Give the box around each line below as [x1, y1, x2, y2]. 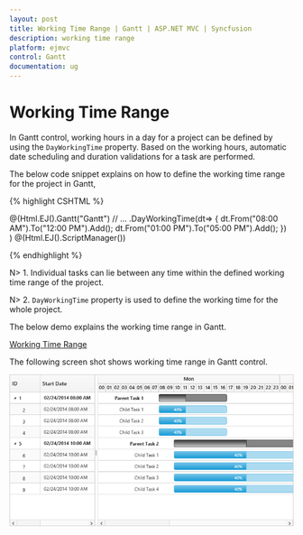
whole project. [9, 303, 63, 315]
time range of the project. [9, 276, 105, 288]
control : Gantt [9, 52, 67, 62]
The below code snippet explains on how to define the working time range [9, 168, 286, 180]
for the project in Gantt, [9, 178, 96, 189]
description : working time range [9, 33, 135, 42]
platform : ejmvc [9, 43, 70, 52]
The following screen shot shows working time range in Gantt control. [9, 356, 269, 367]
